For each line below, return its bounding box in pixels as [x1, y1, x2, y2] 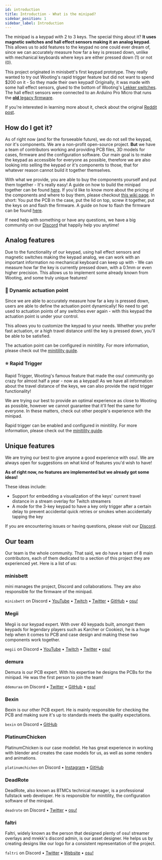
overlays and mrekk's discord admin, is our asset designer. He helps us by [5, 835, 153, 842]
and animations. [5, 755, 37, 761]
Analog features [5, 236, 55, 244]
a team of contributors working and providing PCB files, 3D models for [5, 146, 145, 153]
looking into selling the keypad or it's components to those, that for [5, 162, 139, 168]
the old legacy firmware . [5, 95, 54, 101]
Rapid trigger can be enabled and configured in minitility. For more [5, 422, 137, 428]
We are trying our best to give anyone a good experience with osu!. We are [5, 454, 154, 461]
